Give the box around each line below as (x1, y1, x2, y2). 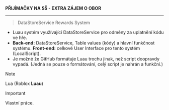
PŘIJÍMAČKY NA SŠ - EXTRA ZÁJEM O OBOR (5, 5, 102, 11)
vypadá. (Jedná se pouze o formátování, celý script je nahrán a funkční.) (12, 61, 163, 67)
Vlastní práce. (5, 100, 34, 105)
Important (5, 90, 26, 96)
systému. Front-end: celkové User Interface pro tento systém (12, 45, 140, 51)
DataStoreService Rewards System (17, 19, 91, 25)
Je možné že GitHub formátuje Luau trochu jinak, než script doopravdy (12, 56, 160, 61)
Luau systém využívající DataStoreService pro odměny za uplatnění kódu (12, 29, 164, 35)
